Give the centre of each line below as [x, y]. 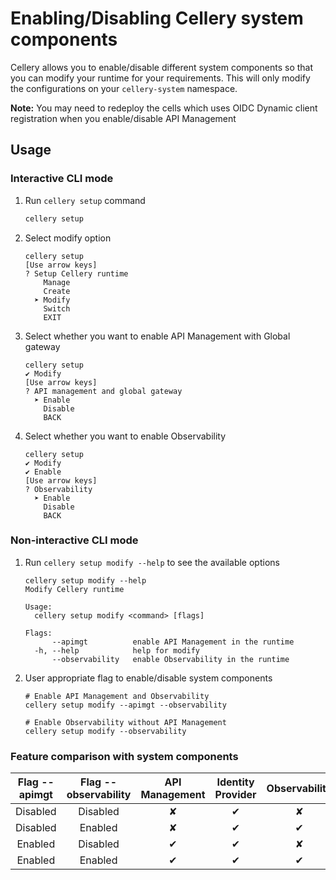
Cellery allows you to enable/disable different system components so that [162, 67]
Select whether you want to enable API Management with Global [157, 336]
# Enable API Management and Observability [117, 696]
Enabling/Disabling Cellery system [157, 18]
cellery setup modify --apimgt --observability [125, 705]
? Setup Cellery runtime [76, 273]
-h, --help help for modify [117, 650]
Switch [57, 308]
